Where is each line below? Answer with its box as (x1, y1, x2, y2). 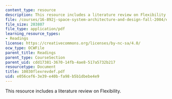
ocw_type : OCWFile (5, 45, 45, 51)
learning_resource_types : (5, 31, 60, 36)
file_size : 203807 (5, 21, 45, 27)
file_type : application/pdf (5, 27, 66, 32)
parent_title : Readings (5, 50, 56, 55)
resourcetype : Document (5, 64, 56, 69)
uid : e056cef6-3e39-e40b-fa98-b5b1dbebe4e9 (5, 74, 100, 79)
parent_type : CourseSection (5, 55, 66, 60)
